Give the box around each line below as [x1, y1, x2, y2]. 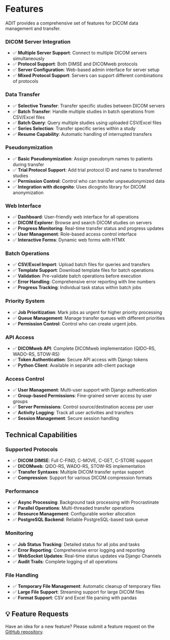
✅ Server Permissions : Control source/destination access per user [12, 404, 154, 410]
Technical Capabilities [5, 430, 77, 439]
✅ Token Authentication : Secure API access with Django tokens [12, 357, 149, 363]
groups [12, 398, 28, 405]
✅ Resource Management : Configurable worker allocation [12, 511, 136, 517]
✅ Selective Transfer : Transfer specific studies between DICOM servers [12, 103, 165, 109]
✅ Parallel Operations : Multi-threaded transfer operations [12, 505, 134, 511]
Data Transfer [5, 91, 40, 98]
